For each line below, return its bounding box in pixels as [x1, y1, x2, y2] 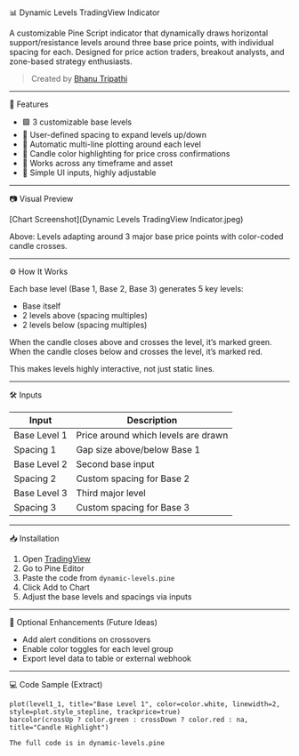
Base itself [21, 301, 61, 311]
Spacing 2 [13, 472, 57, 485]
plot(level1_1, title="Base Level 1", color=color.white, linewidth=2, [9, 700, 280, 709]
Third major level [76, 487, 147, 499]
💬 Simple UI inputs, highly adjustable [21, 167, 157, 178]
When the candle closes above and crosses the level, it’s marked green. [9, 337, 273, 347]
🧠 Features [9, 99, 49, 109]
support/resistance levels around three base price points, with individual [9, 37, 274, 47]
